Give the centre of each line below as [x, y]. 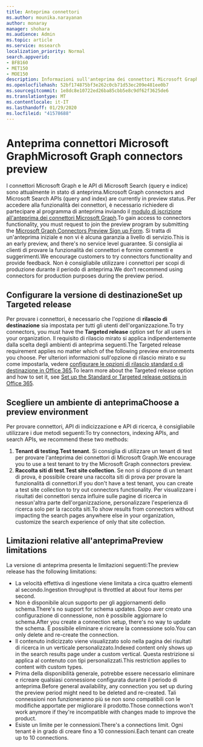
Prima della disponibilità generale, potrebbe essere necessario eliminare [105, 673]
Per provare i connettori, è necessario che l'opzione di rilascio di [87, 319]
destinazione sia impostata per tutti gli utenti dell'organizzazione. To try [95, 325]
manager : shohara [28, 29]
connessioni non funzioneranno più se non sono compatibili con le [98, 699]
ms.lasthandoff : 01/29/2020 [42, 108]
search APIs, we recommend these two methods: [67, 439]
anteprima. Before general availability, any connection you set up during [104, 686]
